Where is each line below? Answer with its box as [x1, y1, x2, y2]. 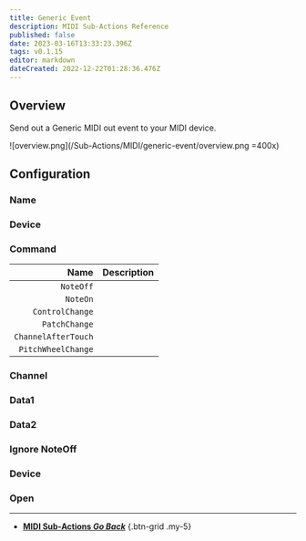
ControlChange [32, 307, 94, 317]
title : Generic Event [9, 13, 92, 23]
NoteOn [65, 294, 94, 305]
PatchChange [42, 319, 94, 329]
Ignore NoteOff [9, 442, 77, 455]
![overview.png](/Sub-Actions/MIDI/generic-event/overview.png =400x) [9, 140, 280, 151]
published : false [9, 30, 76, 39]
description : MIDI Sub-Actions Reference [9, 22, 169, 31]
